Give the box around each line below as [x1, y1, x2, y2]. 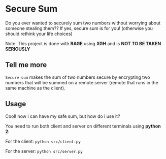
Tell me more [5, 60, 47, 69]
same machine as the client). [5, 85, 65, 91]
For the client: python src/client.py [5, 138, 81, 144]
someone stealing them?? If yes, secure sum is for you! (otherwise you [5, 25, 153, 31]
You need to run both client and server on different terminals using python [5, 123, 161, 129]
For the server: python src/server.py [5, 148, 83, 154]
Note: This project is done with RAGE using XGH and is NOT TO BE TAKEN [5, 40, 161, 46]
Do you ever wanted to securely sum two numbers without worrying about [5, 20, 161, 26]
